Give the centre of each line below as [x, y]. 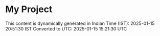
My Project [29, 9]
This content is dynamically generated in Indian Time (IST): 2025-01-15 [80, 23]
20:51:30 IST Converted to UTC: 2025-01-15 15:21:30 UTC [66, 28]
